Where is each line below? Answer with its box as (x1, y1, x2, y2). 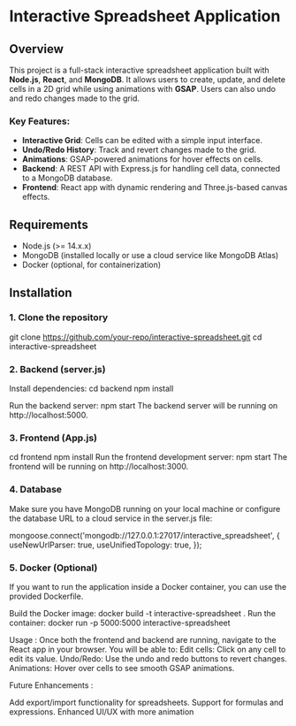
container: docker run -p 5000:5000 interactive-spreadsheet (9, 617, 231, 628)
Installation (9, 285, 72, 300)
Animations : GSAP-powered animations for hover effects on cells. (21, 154, 263, 164)
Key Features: (9, 115, 71, 127)
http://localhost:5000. (9, 409, 88, 421)
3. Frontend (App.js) (9, 432, 97, 444)
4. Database (9, 484, 63, 496)
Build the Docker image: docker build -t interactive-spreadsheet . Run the (9, 608, 277, 618)
